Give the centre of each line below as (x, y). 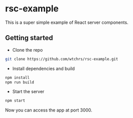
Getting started (29, 38)
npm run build (20, 82)
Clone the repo (27, 50)
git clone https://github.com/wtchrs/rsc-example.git (62, 59)
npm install (17, 77)
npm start (15, 101)
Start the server (28, 92)
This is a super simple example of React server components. (67, 22)
